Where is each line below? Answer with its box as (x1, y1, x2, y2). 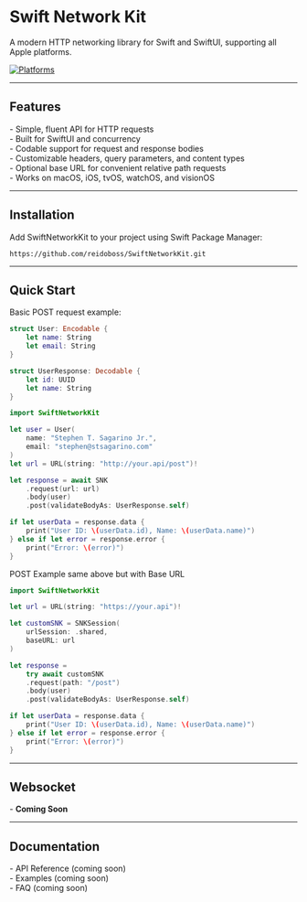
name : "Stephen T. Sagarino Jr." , (26, 434, 157, 443)
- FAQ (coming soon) (9, 883, 89, 894)
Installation (9, 208, 75, 223)
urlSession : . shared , (26, 628, 108, 637)
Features (9, 99, 61, 115)
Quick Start (9, 282, 76, 298)
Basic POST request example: (9, 306, 122, 317)
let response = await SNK (9, 476, 108, 485)
